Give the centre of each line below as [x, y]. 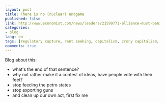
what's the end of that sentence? [46, 69]
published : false [23, 19]
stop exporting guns [32, 90]
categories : [17, 28]
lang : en [14, 37]
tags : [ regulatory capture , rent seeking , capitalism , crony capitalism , [82, 41]
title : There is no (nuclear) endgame [45, 14]
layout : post [18, 10]
